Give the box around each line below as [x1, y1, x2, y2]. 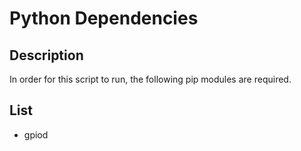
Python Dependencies [9, 7, 199, 30]
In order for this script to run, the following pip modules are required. [9, 73, 292, 85]
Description [9, 47, 84, 64]
